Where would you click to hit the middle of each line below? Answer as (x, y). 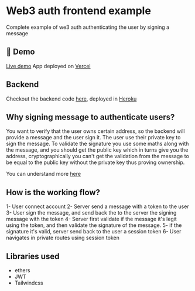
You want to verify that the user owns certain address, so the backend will (95, 131)
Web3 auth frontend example (78, 11)
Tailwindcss (29, 283)
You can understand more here (43, 174)
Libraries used (33, 256)
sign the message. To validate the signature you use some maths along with (97, 144)
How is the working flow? (53, 192)
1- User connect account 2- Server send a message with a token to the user (97, 206)
